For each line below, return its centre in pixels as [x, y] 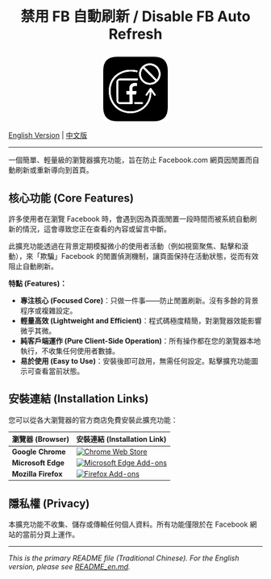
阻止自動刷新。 [33, 266]
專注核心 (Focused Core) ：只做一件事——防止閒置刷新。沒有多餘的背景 [139, 300]
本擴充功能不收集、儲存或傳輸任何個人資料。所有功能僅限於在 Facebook [128, 524]
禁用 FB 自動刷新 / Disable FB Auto [135, 17]
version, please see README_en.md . [69, 567]
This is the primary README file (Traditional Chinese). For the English [124, 558]
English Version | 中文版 [48, 135]
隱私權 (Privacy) [49, 504]
